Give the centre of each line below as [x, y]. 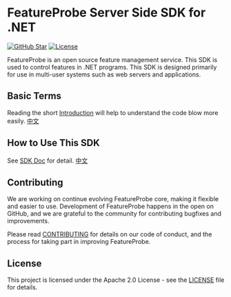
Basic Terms [34, 96]
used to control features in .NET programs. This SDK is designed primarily [112, 67]
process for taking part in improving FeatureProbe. [79, 242]
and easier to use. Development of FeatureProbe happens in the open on [110, 206]
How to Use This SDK [53, 143]
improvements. [28, 221]
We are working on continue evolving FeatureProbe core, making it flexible [113, 199]
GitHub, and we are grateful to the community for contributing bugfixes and [114, 214]
